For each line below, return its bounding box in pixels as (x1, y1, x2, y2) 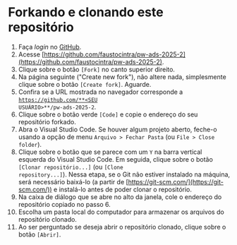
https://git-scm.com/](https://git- (128, 177, 224, 186)
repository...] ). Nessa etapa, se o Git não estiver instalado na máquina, (18, 170, 231, 179)
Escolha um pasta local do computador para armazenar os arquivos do (18, 208, 224, 216)
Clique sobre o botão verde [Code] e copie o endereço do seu (18, 110, 198, 119)
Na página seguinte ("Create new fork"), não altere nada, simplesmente (18, 72, 226, 81)
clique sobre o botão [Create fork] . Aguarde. (18, 80, 152, 88)
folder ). (18, 140, 42, 148)
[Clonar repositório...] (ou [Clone (18, 162, 123, 171)
